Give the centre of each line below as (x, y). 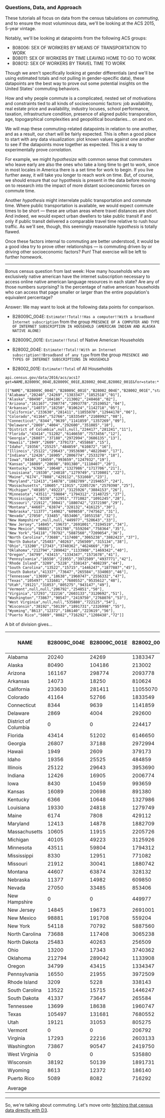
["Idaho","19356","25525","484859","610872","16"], (59, 447)
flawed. (13, 232)
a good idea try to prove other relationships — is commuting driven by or (79, 247)
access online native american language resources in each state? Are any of (82, 282)
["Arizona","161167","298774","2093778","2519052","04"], (66, 404)
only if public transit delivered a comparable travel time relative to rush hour (82, 222)
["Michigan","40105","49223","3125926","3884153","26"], (65, 490)
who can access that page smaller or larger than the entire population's (77, 292)
